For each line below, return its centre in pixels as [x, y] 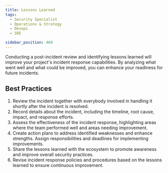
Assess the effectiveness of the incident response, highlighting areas [84, 122]
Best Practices [29, 89]
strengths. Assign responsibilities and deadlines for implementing [80, 138]
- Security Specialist [34, 19]
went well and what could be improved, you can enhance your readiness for [84, 67]
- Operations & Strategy [36, 24]
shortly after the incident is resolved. [51, 106]
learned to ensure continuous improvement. [58, 165]
